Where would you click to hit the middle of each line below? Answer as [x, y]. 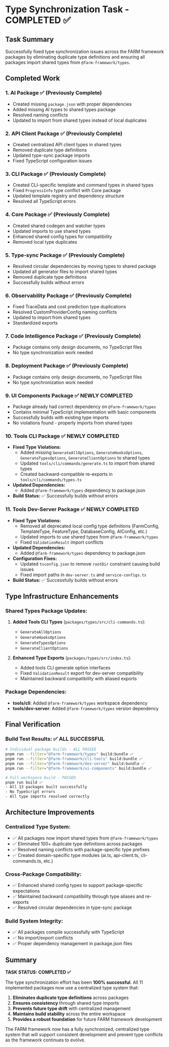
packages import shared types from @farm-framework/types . [68, 62]
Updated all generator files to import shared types [65, 272]
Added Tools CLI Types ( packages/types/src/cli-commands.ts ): [79, 622]
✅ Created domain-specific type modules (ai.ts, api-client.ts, [76, 855]
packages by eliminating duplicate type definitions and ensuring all [75, 57]
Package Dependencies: [36, 692]
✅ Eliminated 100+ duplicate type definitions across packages [77, 844]
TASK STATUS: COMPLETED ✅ [38, 972]
